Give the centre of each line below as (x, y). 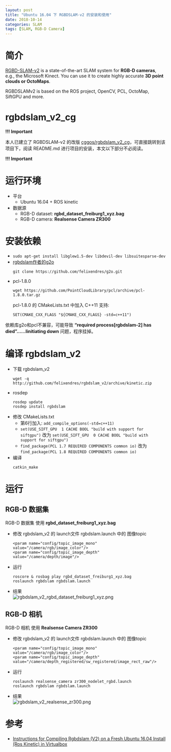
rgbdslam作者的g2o (33, 262)
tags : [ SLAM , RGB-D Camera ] (35, 29)
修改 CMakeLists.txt (33, 416)
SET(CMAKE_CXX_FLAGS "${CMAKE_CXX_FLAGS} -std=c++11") (72, 315)
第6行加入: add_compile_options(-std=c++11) (67, 423)
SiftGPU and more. (25, 97)
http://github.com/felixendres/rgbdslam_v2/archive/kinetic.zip (82, 383)
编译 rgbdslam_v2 (43, 354)
